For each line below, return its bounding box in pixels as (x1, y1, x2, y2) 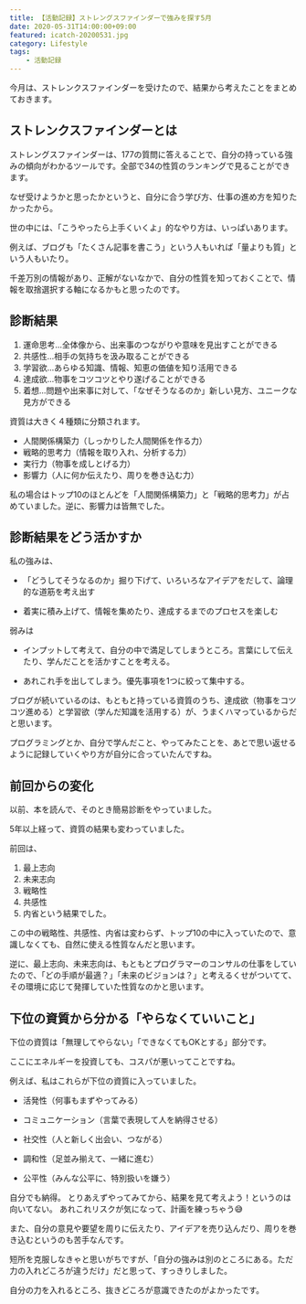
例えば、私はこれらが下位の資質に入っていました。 (9, 1075, 202, 1086)
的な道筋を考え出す (22, 586, 96, 597)
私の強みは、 (9, 555, 58, 567)
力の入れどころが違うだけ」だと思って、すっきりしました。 (9, 1266, 233, 1277)
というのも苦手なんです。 (33, 1235, 129, 1245)
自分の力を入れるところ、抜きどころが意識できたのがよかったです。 (9, 1285, 265, 1296)
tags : (9, 48, 30, 57)
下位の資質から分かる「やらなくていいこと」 (9, 1010, 262, 1026)
